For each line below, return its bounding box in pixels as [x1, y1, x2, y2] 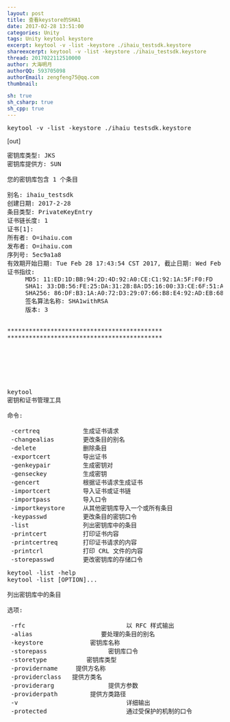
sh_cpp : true [7, 106, 44, 112]
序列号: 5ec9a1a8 [7, 251, 62, 258]
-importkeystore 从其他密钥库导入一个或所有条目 [10, 504, 173, 512]
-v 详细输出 [10, 699, 151, 706]
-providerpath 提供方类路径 [10, 690, 127, 698]
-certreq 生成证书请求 [10, 426, 120, 435]
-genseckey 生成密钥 [10, 470, 107, 477]
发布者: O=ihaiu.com [7, 242, 73, 250]
